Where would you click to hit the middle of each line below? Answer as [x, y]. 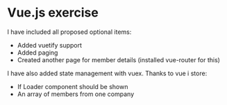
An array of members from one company [76, 94]
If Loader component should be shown [73, 86]
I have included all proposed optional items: [69, 32]
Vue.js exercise [53, 13]
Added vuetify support [49, 45]
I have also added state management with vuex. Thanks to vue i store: [107, 73]
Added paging [37, 52]
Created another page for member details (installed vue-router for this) [119, 59]
